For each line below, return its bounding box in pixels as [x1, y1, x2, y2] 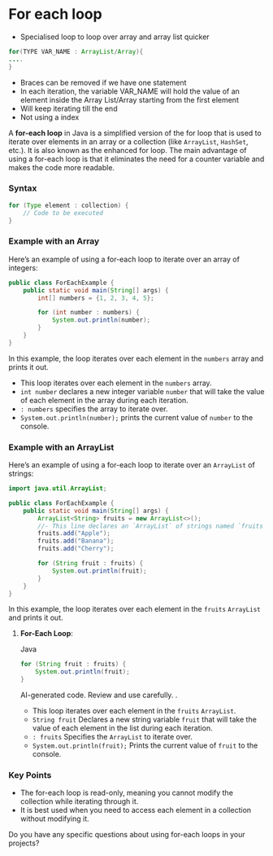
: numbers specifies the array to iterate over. [19, 404, 168, 414]
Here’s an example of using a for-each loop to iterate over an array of [8, 254, 240, 264]
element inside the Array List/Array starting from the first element [19, 94, 240, 104]
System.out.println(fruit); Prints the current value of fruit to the [32, 740, 258, 750]
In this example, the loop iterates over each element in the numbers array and [8, 353, 264, 363]
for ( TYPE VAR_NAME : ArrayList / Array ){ [8, 47, 144, 55]
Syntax [8, 182, 37, 194]
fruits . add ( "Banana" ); [37, 537, 115, 546]
